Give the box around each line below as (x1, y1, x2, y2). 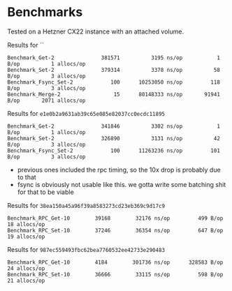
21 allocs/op (7, 277, 45, 284)
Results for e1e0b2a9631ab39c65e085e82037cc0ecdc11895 (7, 109, 166, 117)
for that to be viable (17, 188, 75, 196)
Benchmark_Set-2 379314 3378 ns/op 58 (7, 66, 220, 73)
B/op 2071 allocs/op (7, 97, 86, 104)
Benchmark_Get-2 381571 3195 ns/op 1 (7, 54, 220, 61)
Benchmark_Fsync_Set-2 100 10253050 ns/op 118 (7, 78, 220, 86)
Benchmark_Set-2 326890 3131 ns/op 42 (7, 135, 220, 142)
